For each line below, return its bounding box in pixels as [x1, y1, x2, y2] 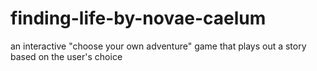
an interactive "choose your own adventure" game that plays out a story [10, 40, 307, 52]
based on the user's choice [10, 50, 123, 62]
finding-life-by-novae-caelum [10, 7, 267, 30]
